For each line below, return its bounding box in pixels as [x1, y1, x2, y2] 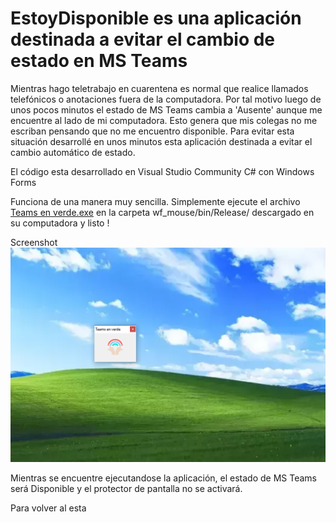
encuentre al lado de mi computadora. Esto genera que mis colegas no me [10, 114, 318, 126]
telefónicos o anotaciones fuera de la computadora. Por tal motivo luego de [10, 93, 322, 105]
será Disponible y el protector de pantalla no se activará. [10, 482, 243, 494]
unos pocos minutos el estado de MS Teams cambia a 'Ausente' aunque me [10, 103, 323, 116]
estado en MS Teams [10, 50, 188, 72]
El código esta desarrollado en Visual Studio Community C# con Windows [10, 165, 315, 177]
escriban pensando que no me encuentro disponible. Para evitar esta [10, 125, 295, 137]
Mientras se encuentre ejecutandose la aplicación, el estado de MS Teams [10, 472, 317, 484]
